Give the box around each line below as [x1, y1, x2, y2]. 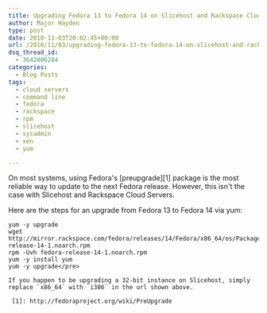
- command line [15, 93, 66, 101]
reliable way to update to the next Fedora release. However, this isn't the [8, 182, 246, 191]
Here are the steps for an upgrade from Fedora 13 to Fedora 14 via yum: [8, 206, 243, 215]
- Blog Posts [15, 71, 59, 79]
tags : [8, 78, 26, 86]
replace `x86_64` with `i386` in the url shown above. [8, 284, 194, 292]
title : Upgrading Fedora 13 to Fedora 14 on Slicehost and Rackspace [8, 11, 244, 20]
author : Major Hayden [8, 19, 80, 27]
